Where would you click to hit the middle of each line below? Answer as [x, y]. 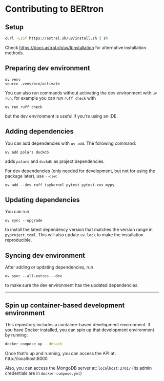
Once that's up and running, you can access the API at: [61, 353]
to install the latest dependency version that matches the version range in [79, 230]
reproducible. [19, 240]
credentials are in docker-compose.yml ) [43, 373]
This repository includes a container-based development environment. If [78, 324]
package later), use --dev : [31, 176]
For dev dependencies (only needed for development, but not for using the [80, 171]
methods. [15, 53]
